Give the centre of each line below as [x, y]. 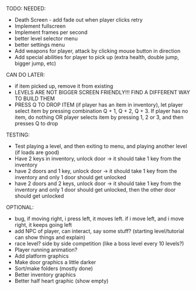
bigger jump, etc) [35, 63]
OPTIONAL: [20, 207]
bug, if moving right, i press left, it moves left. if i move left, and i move [99, 219]
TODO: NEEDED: [26, 8]
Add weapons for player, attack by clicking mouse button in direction [97, 51]
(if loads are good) [37, 152]
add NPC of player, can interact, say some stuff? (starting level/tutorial [99, 231]
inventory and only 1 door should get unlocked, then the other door [95, 190]
